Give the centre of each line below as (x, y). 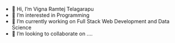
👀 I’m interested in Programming (51, 15)
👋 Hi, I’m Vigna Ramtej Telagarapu (53, 9)
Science (21, 27)
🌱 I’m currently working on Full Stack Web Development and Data (90, 21)
